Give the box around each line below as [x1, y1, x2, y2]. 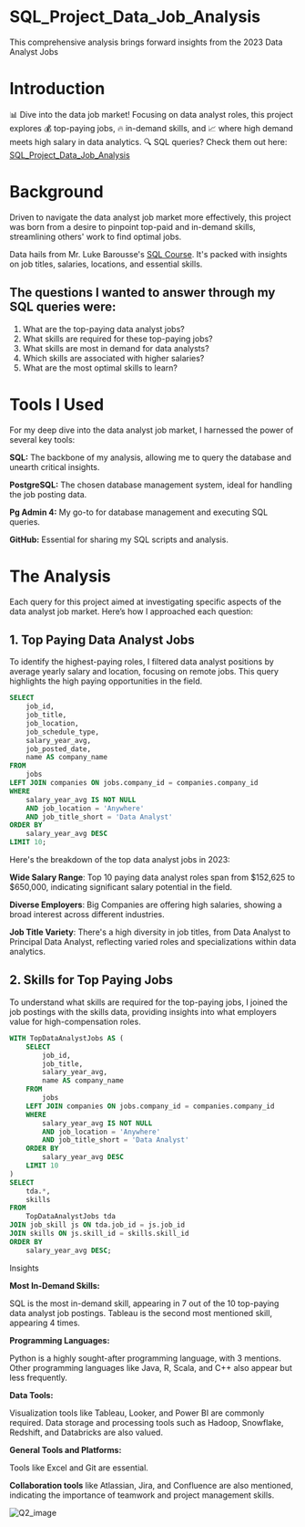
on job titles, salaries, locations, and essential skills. [9, 258, 203, 269]
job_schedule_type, [25, 727, 100, 737]
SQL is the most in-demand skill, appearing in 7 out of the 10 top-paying [9, 1298, 280, 1309]
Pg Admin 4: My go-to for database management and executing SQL [9, 507, 269, 518]
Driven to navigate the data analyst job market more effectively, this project [9, 212, 291, 223]
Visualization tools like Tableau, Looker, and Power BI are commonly [9, 1407, 265, 1418]
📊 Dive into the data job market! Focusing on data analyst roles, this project [9, 109, 294, 120]
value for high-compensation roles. [9, 1016, 141, 1027]
